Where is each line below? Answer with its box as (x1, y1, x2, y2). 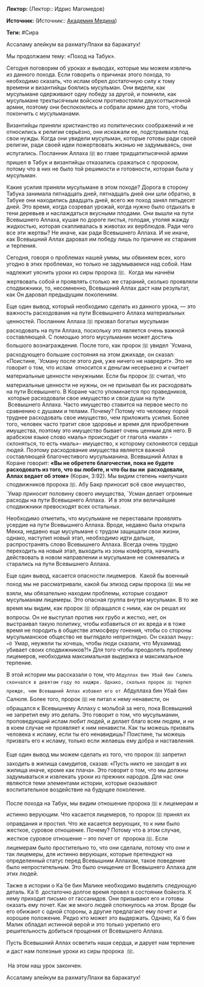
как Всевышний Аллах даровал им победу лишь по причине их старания (6, 235, 197, 243)
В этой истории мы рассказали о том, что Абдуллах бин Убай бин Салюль (6, 671, 193, 678)
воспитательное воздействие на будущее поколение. (6, 786, 146, 793)
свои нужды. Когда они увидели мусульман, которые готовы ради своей (6, 134, 197, 142)
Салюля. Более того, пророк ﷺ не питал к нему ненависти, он (6, 695, 169, 702)
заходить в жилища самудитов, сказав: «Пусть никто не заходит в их (6, 760, 187, 767)
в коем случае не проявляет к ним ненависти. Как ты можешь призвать (6, 724, 195, 731)
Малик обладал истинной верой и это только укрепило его (6, 921, 160, 928)
